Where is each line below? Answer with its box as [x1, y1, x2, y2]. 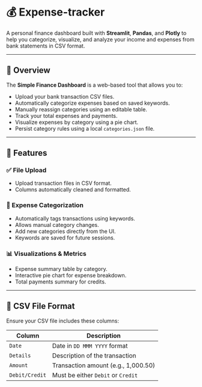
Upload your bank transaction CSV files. [14, 93, 115, 100]
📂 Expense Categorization [6, 201, 84, 209]
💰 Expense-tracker [6, 5, 105, 19]
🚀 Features [6, 148, 47, 158]
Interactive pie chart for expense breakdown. [14, 272, 127, 279]
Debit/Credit [9, 371, 47, 379]
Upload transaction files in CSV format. [14, 179, 112, 187]
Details [9, 352, 31, 359]
